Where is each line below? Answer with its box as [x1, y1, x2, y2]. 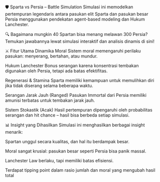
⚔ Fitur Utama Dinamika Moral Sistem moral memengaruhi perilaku [5, 48, 141, 54]
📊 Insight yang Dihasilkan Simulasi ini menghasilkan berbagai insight [5, 122, 145, 128]
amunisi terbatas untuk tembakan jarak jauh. [5, 97, 95, 103]
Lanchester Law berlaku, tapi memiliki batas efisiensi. [5, 158, 114, 163]
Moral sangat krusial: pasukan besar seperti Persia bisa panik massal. [5, 148, 147, 154]
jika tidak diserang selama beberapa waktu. [5, 83, 94, 89]
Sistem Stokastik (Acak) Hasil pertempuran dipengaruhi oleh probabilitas [5, 107, 153, 113]
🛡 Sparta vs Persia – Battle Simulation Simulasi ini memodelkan [5, 4, 133, 10]
